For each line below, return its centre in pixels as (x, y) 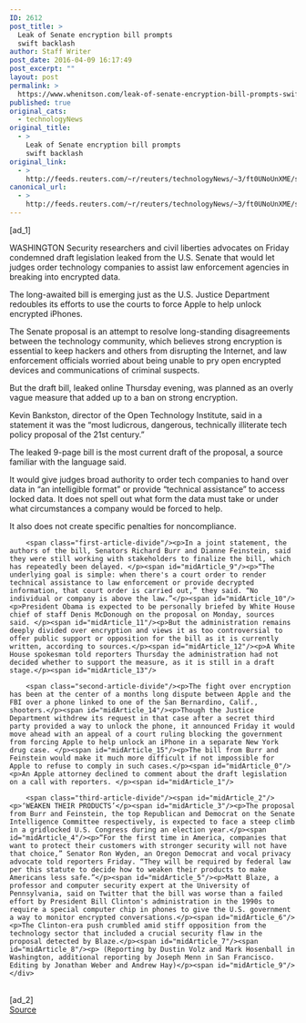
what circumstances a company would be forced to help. (116, 508)
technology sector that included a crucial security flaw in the (136, 933)
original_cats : (38, 111)
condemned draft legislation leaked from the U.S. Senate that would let (142, 257)
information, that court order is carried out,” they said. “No (134, 590)
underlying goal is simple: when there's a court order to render (138, 575)
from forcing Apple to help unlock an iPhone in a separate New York (144, 742)
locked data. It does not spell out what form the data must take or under (144, 498)
